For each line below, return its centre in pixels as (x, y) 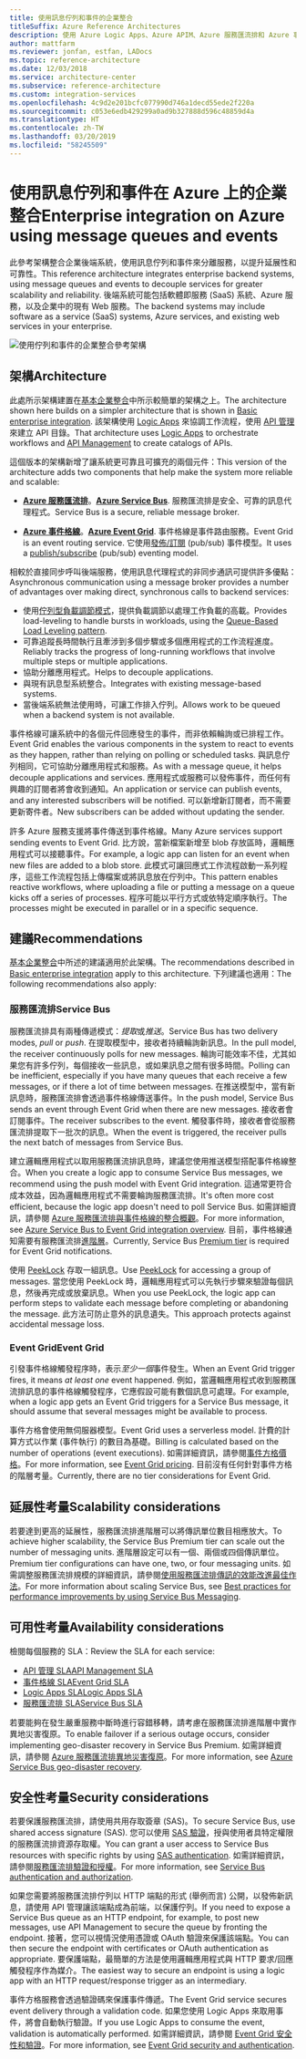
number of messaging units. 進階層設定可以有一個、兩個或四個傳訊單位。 (147, 1552)
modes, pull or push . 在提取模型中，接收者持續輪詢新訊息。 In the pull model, (153, 1042)
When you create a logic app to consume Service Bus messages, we (154, 1172)
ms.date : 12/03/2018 (49, 69)
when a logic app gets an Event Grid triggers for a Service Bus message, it (149, 1402)
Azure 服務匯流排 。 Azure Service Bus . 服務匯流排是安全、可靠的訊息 (153, 500)
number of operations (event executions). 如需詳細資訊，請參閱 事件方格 (144, 1453)
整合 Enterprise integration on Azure (147, 216)
